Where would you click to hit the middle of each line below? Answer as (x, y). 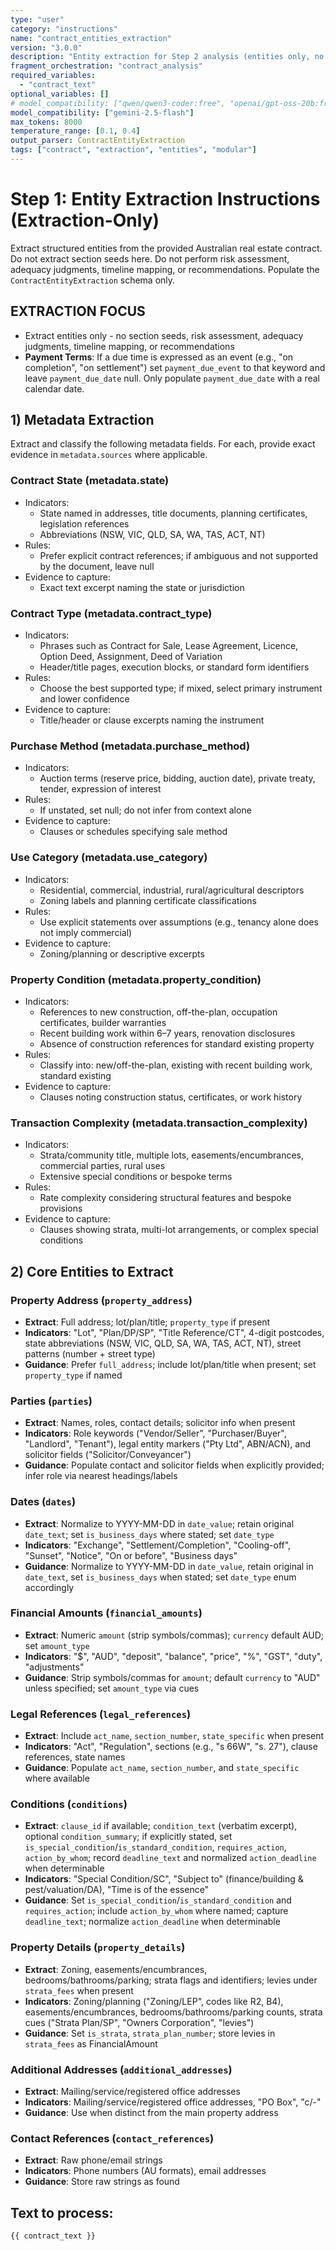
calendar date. (54, 388)
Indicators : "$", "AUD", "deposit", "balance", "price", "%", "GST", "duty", (173, 1656)
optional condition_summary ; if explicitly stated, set (128, 1837)
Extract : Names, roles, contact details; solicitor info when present (160, 1423)
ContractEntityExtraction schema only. (93, 280)
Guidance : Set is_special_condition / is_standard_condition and (158, 1900)
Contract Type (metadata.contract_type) (111, 613)
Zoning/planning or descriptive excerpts (122, 953)
